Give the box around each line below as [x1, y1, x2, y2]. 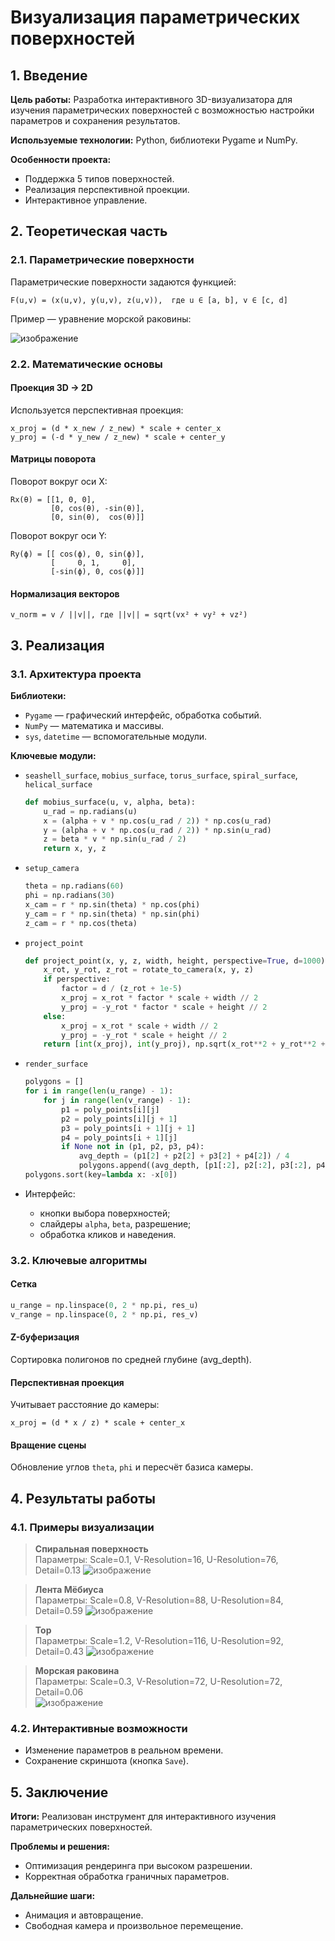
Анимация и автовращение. [24, 1909, 144, 1921]
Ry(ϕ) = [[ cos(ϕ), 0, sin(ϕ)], [10, 549, 145, 560]
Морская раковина [34, 1665, 120, 1677]
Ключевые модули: [10, 749, 97, 761]
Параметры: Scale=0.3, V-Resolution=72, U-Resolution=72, [34, 1676, 283, 1688]
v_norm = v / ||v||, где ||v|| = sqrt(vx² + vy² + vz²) [10, 610, 248, 620]
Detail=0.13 [34, 1564, 82, 1576]
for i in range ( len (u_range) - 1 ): [24, 1086, 174, 1096]
